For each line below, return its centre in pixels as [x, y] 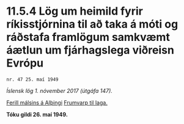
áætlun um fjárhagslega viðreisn [90, 50]
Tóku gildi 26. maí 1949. [37, 114]
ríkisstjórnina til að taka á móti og [92, 24]
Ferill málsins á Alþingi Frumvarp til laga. [57, 103]
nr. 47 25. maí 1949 [33, 79]
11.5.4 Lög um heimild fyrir [75, 11]
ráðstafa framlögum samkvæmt [88, 37]
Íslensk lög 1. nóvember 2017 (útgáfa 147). [60, 90]
